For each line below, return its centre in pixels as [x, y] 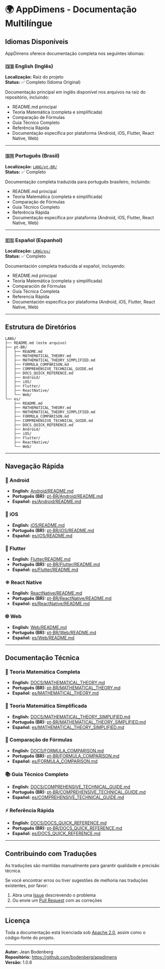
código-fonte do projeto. [30, 938]
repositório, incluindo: [27, 97]
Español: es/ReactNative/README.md [51, 604]
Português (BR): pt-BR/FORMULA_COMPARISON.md [66, 756]
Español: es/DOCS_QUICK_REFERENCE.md [56, 833]
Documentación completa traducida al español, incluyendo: [65, 266]
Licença [18, 920]
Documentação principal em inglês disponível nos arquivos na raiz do [75, 92]
